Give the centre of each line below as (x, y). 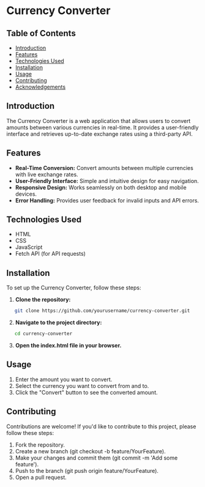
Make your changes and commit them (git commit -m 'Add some (96, 458)
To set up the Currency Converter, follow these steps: (74, 288)
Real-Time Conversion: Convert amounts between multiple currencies (104, 168)
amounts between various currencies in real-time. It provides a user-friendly (102, 127)
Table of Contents (41, 33)
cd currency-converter (43, 334)
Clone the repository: (43, 300)
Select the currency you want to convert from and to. (82, 385)
